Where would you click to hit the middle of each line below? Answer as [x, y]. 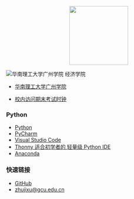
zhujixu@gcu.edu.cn [39, 189]
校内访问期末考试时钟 [40, 99]
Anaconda [27, 154]
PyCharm [26, 134]
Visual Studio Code [38, 140]
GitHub [23, 183]
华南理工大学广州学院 [40, 87]
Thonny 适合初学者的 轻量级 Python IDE [63, 147]
